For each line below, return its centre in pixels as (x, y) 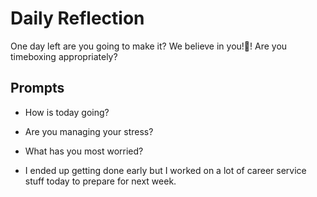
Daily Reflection (77, 18)
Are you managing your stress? (89, 131)
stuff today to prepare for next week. (100, 181)
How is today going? (67, 112)
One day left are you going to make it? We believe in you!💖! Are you (149, 46)
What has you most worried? (84, 151)
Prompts (37, 88)
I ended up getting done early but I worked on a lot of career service (165, 170)
